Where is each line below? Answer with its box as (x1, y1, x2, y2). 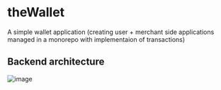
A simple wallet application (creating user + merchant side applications (7, 28, 215, 36)
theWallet (7, 4, 65, 21)
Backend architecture (7, 56, 105, 68)
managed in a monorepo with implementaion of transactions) (7, 35, 186, 43)
